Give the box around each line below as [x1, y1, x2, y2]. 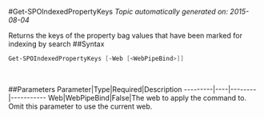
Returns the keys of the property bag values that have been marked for [8, 31, 242, 40]
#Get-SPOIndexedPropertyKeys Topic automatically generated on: [8, 7, 229, 16]
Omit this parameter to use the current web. [8, 101, 153, 111]
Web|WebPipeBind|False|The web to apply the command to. [47, 93, 246, 102]
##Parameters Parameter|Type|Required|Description [8, 84, 182, 94]
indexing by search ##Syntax [8, 39, 105, 49]
